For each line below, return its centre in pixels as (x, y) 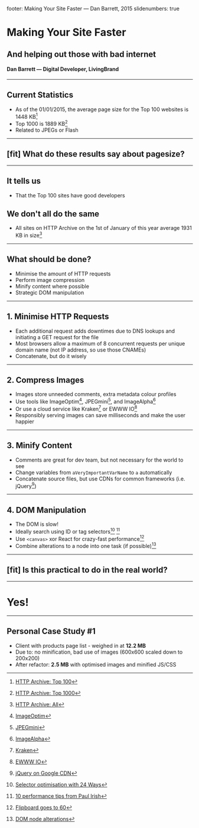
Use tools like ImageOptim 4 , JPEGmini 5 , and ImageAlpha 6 (85, 401)
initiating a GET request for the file (57, 337)
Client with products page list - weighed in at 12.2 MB (81, 645)
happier (25, 421)
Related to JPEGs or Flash (47, 130)
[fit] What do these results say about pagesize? (96, 154)
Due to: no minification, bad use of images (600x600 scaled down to (99, 652)
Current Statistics (40, 95)
